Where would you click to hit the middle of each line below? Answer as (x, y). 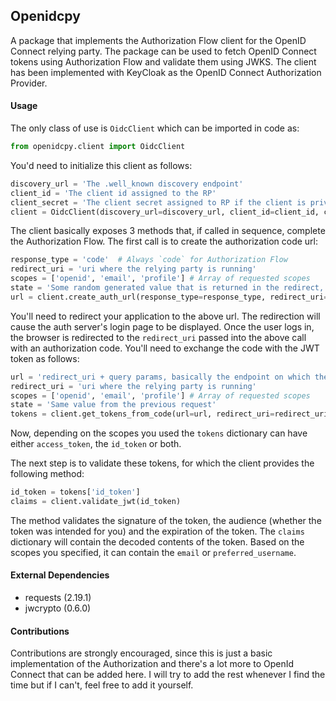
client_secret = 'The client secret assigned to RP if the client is (158, 202)
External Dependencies (60, 575)
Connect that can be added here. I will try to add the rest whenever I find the (168, 675)
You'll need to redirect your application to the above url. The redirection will (165, 316)
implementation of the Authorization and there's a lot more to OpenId (152, 664)
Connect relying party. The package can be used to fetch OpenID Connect (163, 51)
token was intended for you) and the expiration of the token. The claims (157, 531)
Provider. (29, 83)
